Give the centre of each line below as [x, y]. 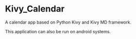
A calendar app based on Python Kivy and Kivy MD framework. [68, 22]
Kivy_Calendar [35, 9]
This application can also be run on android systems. [58, 31]
